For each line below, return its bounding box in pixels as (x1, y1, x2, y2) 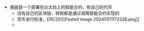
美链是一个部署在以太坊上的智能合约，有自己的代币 (9, 4, 112, 10)
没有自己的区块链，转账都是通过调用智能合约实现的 (17, 10, 120, 16)
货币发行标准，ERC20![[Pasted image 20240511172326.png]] (17, 16, 140, 22)
